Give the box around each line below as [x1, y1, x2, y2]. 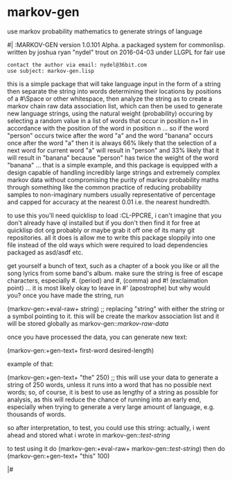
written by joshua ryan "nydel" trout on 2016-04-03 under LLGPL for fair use [7, 48, 226, 56]
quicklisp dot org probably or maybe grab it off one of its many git [7, 226, 195, 234]
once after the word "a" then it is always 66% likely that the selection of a [7, 138, 217, 147]
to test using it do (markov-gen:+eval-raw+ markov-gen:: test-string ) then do [7, 444, 225, 452]
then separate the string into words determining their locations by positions [7, 87, 222, 95]
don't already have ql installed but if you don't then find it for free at [7, 218, 201, 226]
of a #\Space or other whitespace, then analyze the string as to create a [7, 94, 213, 103]
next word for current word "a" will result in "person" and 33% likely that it [7, 146, 220, 154]
